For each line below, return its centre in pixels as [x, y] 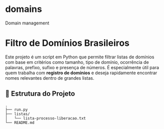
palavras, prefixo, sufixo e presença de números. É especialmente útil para [82, 67]
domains [24, 9]
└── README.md [20, 123]
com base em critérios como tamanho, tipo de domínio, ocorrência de [77, 62]
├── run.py [16, 110]
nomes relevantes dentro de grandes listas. [50, 78]
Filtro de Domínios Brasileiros [67, 43]
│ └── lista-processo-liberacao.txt [45, 118]
